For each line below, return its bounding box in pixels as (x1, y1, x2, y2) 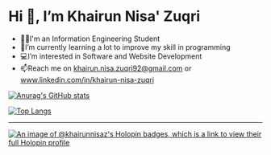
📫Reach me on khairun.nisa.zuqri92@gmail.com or (19, 63, 192, 73)
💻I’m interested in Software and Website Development (19, 51, 202, 61)
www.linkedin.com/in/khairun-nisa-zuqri (19, 75, 155, 84)
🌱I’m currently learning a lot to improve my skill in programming (19, 42, 231, 51)
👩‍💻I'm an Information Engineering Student (19, 34, 161, 43)
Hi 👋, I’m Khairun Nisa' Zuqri (8, 7, 201, 26)
